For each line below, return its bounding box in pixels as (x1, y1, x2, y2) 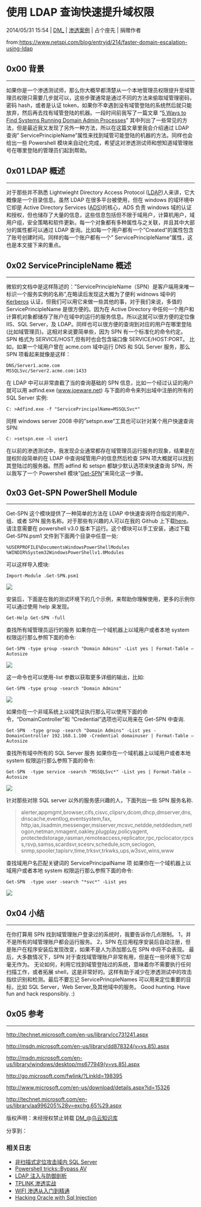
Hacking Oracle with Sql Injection (14, 1194, 97, 1202)
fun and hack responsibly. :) (6, 990, 75, 997)
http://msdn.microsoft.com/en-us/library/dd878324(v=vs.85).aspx (6, 1042, 169, 1050)
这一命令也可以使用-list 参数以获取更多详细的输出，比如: (6, 673, 145, 681)
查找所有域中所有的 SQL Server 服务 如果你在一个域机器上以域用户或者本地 (6, 749, 191, 757)
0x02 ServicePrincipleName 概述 (6, 260, 132, 270)
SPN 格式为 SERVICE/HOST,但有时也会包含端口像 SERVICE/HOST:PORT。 (6, 336, 188, 343)
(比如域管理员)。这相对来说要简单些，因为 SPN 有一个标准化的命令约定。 (6, 328, 187, 335)
